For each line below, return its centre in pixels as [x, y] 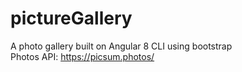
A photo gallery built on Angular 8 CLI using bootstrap [121, 46]
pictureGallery [71, 18]
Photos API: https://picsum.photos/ [82, 56]
